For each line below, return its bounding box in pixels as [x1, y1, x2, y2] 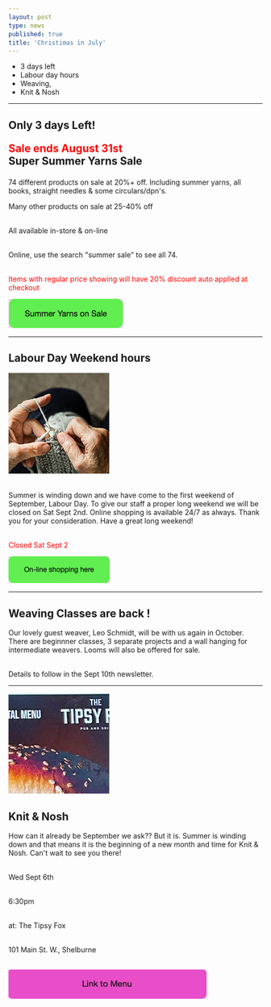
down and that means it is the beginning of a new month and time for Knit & [8, 839, 259, 850]
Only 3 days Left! [8, 118, 96, 132]
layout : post [8, 13, 52, 21]
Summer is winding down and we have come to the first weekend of [8, 490, 235, 500]
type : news [8, 21, 45, 30]
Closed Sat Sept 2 [8, 540, 69, 550]
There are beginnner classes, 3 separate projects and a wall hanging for [8, 637, 248, 647]
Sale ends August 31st [8, 141, 123, 155]
